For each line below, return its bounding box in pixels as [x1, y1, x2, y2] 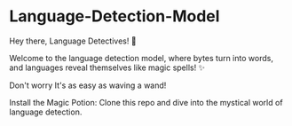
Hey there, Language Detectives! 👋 [9, 35, 137, 46]
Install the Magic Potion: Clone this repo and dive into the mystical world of [9, 97, 283, 107]
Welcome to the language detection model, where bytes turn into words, [9, 52, 273, 63]
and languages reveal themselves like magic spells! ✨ [9, 62, 206, 73]
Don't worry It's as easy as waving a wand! [9, 80, 167, 91]
